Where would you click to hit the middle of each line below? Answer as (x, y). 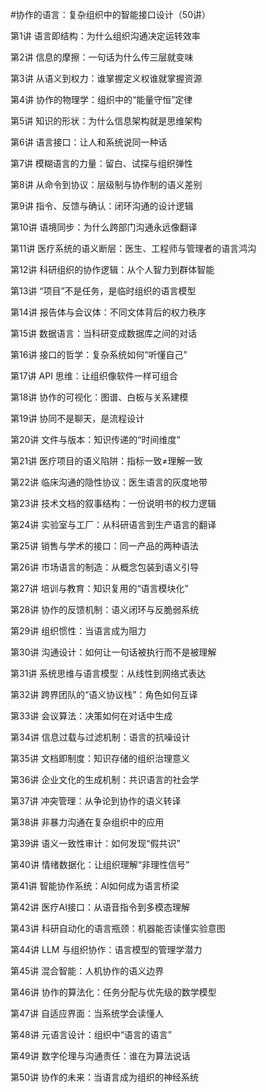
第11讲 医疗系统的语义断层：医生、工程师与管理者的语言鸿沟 (133, 248)
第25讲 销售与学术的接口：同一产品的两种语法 (104, 546)
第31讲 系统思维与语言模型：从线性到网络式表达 (108, 673)
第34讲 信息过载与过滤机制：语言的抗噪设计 (100, 737)
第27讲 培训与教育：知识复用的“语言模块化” (99, 588)
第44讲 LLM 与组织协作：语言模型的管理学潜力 (106, 949)
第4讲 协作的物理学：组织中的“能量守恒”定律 (101, 99)
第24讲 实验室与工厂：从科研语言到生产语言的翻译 (113, 524)
